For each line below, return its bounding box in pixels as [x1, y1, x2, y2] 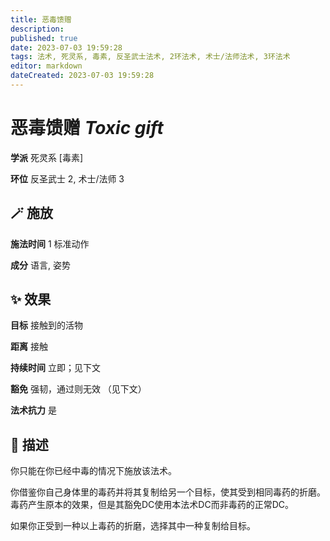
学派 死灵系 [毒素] [10, 151, 84, 163]
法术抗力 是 [10, 404, 57, 416]
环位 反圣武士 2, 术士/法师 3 [10, 172, 125, 185]
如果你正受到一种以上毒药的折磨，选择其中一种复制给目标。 [10, 520, 256, 532]
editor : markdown [10, 61, 83, 71]
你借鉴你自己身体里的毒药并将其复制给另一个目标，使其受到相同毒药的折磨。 [10, 486, 326, 498]
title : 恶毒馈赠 [10, 14, 72, 25]
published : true [10, 33, 78, 43]
